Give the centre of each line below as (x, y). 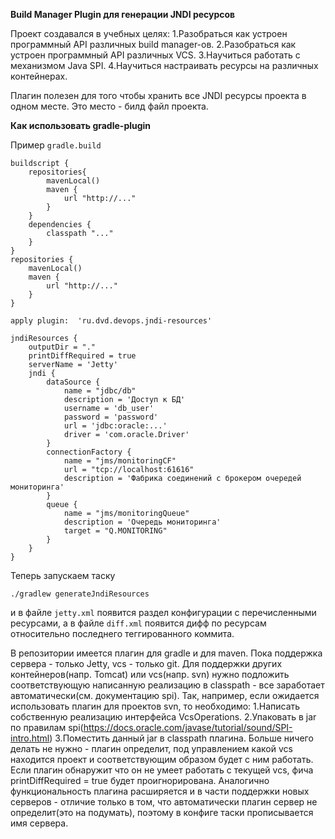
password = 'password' (111, 417)
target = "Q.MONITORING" (115, 531)
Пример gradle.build (56, 145)
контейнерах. (39, 76)
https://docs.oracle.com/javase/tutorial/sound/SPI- (188, 727)
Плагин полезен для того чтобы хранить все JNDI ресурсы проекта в (158, 95)
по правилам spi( (47, 727)
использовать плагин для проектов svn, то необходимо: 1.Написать (155, 706)
